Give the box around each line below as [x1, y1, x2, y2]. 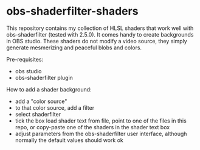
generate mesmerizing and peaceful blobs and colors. [6, 44, 142, 51]
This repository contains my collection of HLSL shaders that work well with [6, 24, 194, 32]
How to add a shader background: [6, 85, 92, 93]
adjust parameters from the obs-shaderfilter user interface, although [15, 130, 187, 137]
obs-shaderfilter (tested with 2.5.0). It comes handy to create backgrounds [6, 30, 194, 38]
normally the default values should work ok [15, 136, 123, 144]
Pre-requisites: [6, 55, 44, 63]
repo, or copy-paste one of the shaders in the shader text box [15, 123, 170, 130]
